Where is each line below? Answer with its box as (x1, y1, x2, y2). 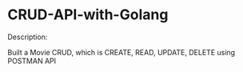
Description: (7, 32, 48, 42)
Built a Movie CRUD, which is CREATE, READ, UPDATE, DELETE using (7, 47, 236, 57)
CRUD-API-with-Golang (7, 6, 169, 24)
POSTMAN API (7, 56, 57, 66)
